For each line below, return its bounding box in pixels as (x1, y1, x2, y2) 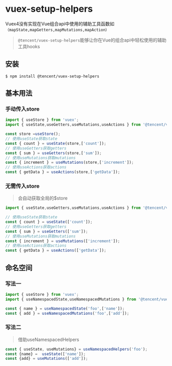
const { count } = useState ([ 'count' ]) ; (5, 220, 93, 225)
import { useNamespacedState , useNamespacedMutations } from (5, 296, 137, 302)
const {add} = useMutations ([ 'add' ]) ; (5, 356, 88, 361)
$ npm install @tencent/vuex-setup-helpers (5, 74, 100, 79)
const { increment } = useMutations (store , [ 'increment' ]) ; (5, 160, 134, 165)
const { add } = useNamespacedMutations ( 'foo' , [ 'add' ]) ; (5, 311, 130, 316)
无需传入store (5, 182, 40, 189)
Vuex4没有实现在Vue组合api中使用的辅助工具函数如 (5, 20, 115, 27)
